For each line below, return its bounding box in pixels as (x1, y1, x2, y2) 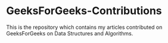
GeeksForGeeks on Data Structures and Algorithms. (6, 29, 133, 37)
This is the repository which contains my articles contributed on (6, 24, 163, 31)
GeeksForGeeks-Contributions (6, 4, 162, 18)
